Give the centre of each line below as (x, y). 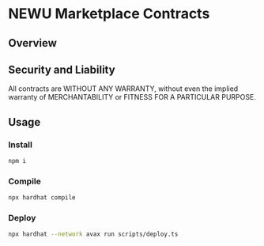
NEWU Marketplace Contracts (109, 14)
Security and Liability (62, 69)
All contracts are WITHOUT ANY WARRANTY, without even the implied (123, 89)
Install (21, 145)
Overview (33, 43)
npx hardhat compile (42, 198)
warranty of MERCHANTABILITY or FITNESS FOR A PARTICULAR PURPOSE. (132, 97)
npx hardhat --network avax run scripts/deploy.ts (93, 234)
